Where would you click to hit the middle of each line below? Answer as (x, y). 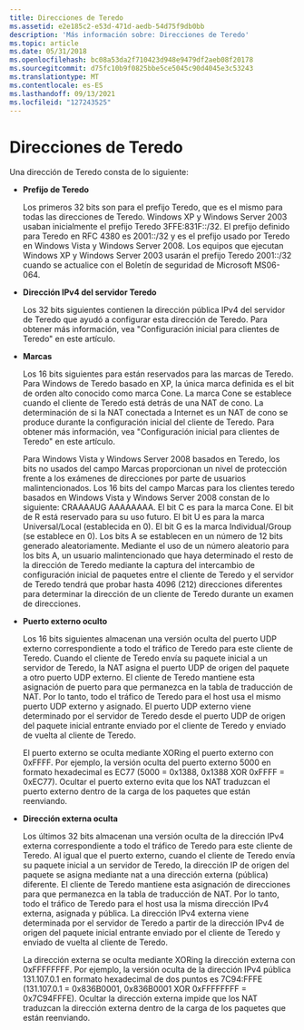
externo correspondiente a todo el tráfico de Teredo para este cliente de (157, 649)
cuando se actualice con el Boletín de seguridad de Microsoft (137, 265)
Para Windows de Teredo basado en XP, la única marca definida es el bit (158, 384)
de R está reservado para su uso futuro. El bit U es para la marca (143, 517)
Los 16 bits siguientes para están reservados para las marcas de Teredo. (158, 374)
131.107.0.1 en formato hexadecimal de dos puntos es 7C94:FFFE (142, 979)
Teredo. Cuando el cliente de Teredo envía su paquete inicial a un (145, 658)
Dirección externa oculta (70, 819)
